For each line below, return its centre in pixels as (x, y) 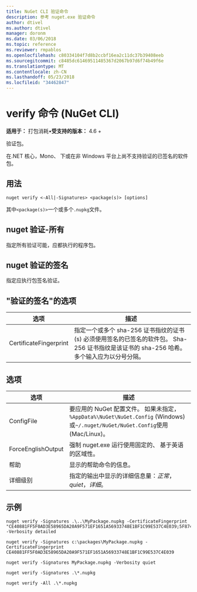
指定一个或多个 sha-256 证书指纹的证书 (129, 330)
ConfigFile (23, 421)
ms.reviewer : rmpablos (34, 50)
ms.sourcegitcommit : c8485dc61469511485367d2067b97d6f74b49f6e (85, 61)
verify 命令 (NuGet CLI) (63, 114)
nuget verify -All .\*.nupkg (42, 583)
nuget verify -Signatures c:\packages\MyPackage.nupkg (74, 542)
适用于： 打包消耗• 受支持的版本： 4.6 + (54, 131)
